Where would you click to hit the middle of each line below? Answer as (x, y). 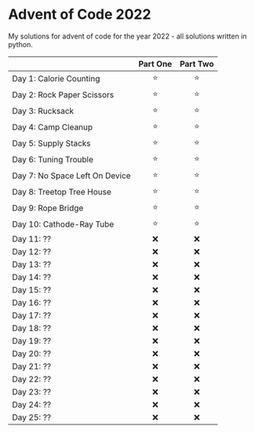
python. (20, 44)
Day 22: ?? (32, 379)
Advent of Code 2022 (80, 15)
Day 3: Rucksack (43, 111)
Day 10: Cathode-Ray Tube (63, 224)
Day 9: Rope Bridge (48, 208)
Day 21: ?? (32, 366)
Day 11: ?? (32, 238)
